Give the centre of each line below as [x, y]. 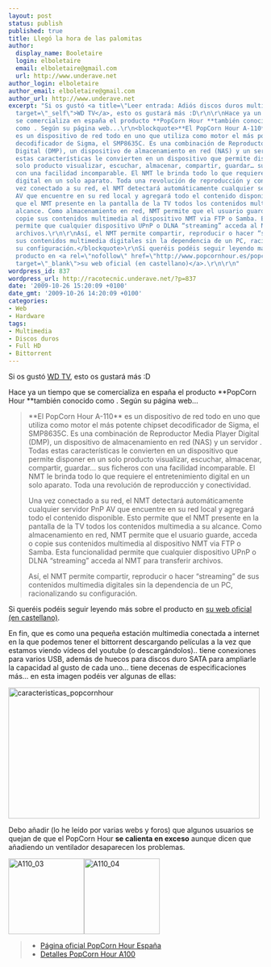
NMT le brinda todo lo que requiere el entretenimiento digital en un [139, 476]
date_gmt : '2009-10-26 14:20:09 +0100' [75, 294]
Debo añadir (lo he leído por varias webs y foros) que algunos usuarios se [131, 830]
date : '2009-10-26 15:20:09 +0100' [68, 286]
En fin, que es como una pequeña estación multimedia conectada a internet [134, 633]
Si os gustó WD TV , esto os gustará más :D [79, 377]
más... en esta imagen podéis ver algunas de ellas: [92, 676]
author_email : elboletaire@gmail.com [72, 91]
